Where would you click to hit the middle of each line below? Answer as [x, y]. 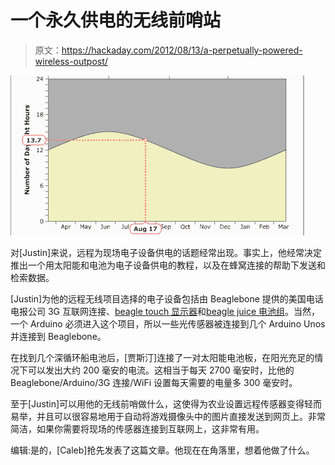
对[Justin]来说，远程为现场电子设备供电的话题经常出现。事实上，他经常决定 [166, 252]
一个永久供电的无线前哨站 [116, 20]
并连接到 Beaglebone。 [58, 336]
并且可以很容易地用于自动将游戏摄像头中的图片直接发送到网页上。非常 [181, 416]
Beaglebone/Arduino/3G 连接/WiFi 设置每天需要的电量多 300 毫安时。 [154, 382]
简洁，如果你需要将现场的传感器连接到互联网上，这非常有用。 [137, 428]
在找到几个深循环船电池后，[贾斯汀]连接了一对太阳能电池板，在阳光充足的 [162, 357]
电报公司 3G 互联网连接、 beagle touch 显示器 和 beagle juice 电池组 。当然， [165, 311]
